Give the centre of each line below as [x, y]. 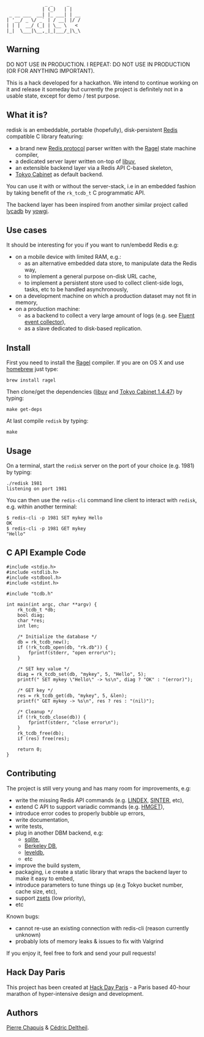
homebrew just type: [32, 369]
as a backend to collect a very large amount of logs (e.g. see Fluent [109, 316]
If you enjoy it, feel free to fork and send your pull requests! [81, 953]
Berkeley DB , [41, 846]
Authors [22, 1013]
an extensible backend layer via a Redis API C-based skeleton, [94, 167]
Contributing [31, 774]
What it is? [27, 115]
